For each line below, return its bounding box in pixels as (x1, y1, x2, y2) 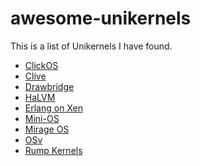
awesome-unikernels (10, 7, 192, 30)
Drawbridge (24, 80, 75, 92)
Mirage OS (24, 123, 70, 135)
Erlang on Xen (24, 102, 83, 114)
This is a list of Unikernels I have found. (10, 40, 173, 52)
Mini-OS (24, 112, 60, 124)
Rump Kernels (24, 144, 83, 156)
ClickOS (24, 59, 59, 71)
